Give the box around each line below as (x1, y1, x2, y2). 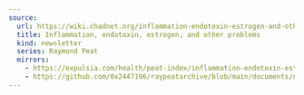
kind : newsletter (16, 38, 83, 48)
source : (8, 13, 38, 23)
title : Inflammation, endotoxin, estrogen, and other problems (16, 30, 260, 39)
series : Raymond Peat (16, 47, 99, 56)
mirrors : (16, 55, 50, 64)
